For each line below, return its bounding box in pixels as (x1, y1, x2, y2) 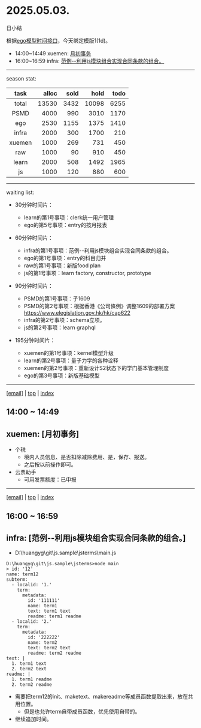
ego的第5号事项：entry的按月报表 (23, 221, 108, 228)
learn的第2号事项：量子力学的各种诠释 (23, 357, 118, 364)
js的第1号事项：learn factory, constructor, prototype (23, 269, 151, 276)
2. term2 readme (11, 682, 52, 688)
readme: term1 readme (28, 613, 82, 619)
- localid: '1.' (11, 582, 52, 588)
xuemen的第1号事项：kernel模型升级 (23, 349, 114, 356)
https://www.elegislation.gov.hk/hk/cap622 (23, 309, 130, 316)
